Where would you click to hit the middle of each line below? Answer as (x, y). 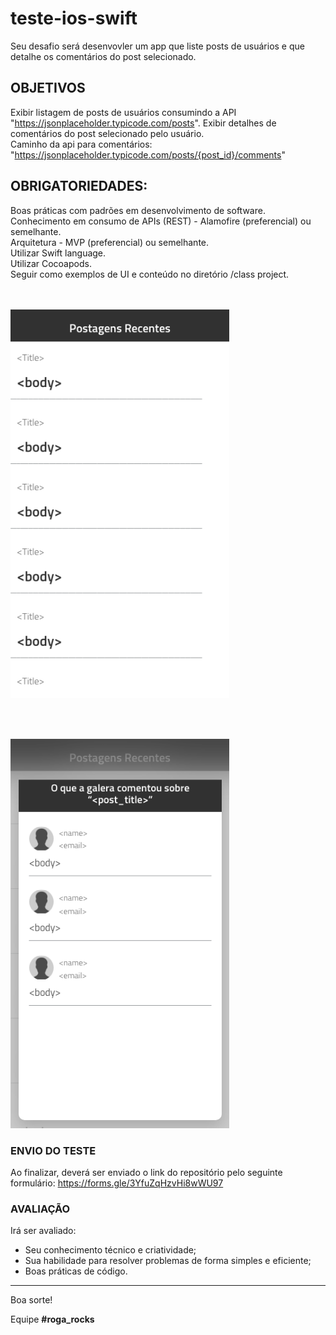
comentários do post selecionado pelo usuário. (107, 133)
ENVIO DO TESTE (53, 1150)
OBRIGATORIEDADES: (79, 186)
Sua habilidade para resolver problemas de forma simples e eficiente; (168, 1261)
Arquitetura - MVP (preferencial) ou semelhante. (110, 242)
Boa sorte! (31, 1300)
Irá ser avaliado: (43, 1231)
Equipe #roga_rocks (52, 1319)
